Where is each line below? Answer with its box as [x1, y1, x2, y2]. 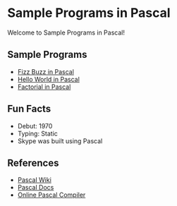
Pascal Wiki [17, 176, 51, 184]
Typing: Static [17, 129, 59, 138]
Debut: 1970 [17, 121, 53, 130]
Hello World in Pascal [17, 75, 80, 83]
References [7, 157, 59, 169]
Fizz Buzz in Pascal [17, 67, 74, 75]
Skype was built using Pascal [17, 136, 103, 145]
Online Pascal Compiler [17, 190, 86, 199]
